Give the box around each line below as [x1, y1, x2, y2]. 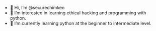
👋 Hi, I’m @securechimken [10, 5, 65, 10]
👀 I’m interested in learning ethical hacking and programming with [10, 10, 146, 16]
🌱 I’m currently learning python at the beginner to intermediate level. [10, 20, 152, 26]
